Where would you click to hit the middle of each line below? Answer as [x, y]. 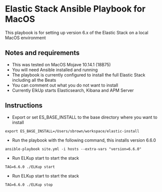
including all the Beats [34, 80]
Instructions [24, 106]
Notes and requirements [42, 53]
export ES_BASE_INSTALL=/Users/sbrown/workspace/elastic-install [72, 131]
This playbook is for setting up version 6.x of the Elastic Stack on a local [77, 32]
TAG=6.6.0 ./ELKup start [30, 167]
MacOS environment [25, 38]
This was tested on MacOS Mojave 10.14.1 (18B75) [61, 64]
